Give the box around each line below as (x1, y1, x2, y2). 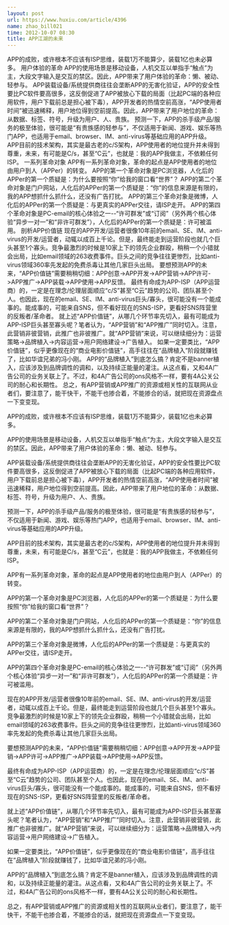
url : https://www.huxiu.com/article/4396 (7, 16, 127, 23)
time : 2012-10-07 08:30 (7, 29, 75, 36)
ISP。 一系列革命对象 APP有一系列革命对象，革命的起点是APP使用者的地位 (7, 158, 217, 166)
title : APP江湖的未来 (7, 36, 64, 42)
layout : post (7, 10, 44, 17)
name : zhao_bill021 (7, 23, 63, 29)
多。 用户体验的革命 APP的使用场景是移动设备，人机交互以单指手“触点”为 (7, 64, 213, 72)
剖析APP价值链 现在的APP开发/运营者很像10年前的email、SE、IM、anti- (20, 227, 223, 235)
